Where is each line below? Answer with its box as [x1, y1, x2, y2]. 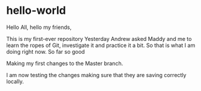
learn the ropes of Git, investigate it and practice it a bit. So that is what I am [6, 42, 196, 49]
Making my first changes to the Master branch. [6, 60, 124, 67]
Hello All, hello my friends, [6, 24, 71, 31]
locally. [6, 78, 24, 85]
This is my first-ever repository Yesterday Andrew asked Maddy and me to [6, 35, 192, 42]
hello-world [6, 4, 67, 17]
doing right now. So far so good [6, 48, 85, 55]
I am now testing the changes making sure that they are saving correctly [6, 71, 186, 78]
